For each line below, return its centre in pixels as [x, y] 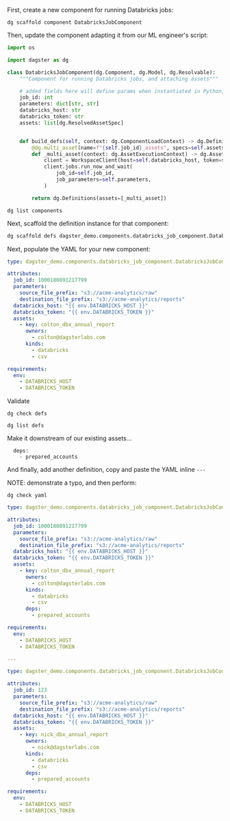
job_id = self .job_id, [85, 173]
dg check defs [27, 414]
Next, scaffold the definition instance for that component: [88, 223]
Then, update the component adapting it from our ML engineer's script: [108, 35]
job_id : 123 [30, 690]
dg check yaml [27, 496]
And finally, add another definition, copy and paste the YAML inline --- [107, 470]
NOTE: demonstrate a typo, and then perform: [72, 483]
